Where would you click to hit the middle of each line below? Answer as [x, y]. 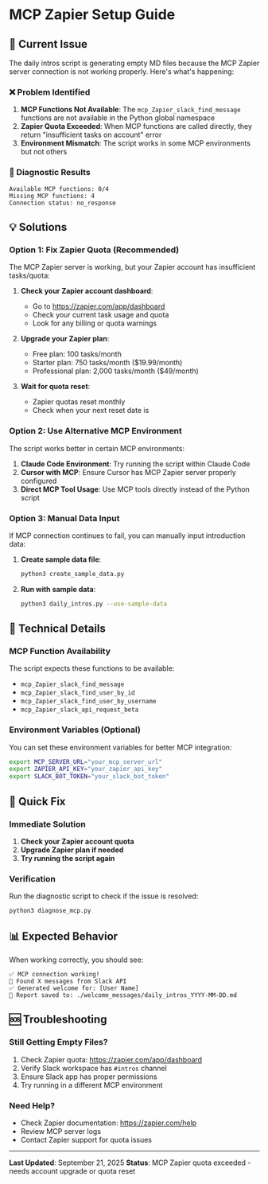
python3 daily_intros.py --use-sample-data [94, 604]
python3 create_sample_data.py [72, 574]
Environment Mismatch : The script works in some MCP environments [136, 143]
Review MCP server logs [61, 1131]
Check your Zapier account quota [77, 841]
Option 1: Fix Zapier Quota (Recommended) [94, 250]
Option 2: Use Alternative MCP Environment [95, 431]
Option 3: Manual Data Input [64, 518]
